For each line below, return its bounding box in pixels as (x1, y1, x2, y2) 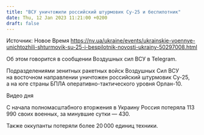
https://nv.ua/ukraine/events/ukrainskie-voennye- (70, 37, 196, 45)
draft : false (6, 20, 40, 26)
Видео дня (6, 92, 33, 100)
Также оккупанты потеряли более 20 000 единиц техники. (6, 122, 158, 130)
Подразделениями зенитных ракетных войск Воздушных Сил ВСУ (6, 67, 180, 75)
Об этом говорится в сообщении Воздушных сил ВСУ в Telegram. (6, 56, 177, 63)
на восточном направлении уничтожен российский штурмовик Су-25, (6, 74, 190, 81)
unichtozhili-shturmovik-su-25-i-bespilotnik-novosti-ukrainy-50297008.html (6, 43, 198, 51)
